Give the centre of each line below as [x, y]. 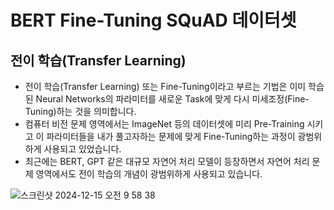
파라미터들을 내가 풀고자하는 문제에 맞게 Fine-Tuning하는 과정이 [171, 136]
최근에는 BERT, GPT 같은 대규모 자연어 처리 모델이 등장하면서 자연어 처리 [167, 161]
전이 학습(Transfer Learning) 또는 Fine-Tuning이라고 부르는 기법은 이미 [165, 86]
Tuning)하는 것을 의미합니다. [80, 111]
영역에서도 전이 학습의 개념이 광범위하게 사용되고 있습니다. [149, 174]
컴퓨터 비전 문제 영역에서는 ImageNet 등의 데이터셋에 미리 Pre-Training [164, 124]
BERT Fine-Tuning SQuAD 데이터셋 [153, 20]
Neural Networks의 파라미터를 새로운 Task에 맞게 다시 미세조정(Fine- [172, 99]
